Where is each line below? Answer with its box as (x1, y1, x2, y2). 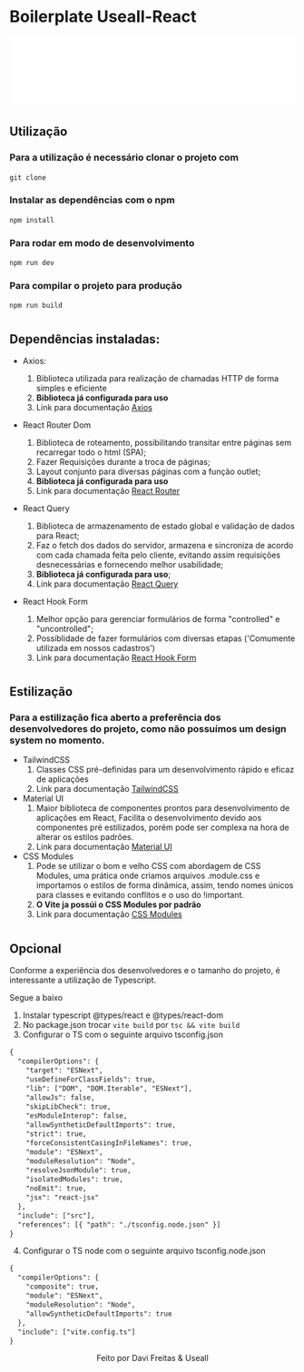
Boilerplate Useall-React (9, 6, 197, 27)
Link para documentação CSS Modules (35, 909, 183, 920)
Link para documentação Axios (35, 402, 152, 412)
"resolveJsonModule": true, (25, 1166, 132, 1175)
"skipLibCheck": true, (25, 1102, 112, 1111)
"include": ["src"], (17, 1211, 95, 1220)
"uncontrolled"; (35, 624, 93, 634)
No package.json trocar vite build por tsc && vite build (22, 1020, 240, 1031)
